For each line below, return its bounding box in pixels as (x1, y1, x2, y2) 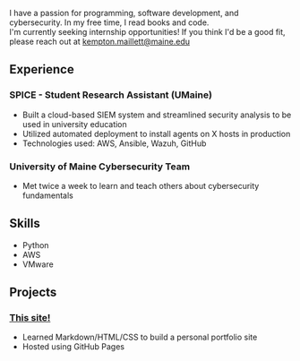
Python (21, 239, 49, 250)
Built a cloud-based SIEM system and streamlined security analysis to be (21, 109, 292, 120)
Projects (9, 285, 57, 300)
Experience (9, 62, 74, 77)
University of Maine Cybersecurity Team (9, 160, 191, 173)
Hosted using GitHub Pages (21, 341, 125, 352)
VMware (21, 259, 54, 270)
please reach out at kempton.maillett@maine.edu (9, 36, 191, 47)
